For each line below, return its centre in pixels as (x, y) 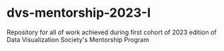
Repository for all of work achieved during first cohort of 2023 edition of (112, 32)
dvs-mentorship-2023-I (79, 13)
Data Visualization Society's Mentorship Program (78, 39)
